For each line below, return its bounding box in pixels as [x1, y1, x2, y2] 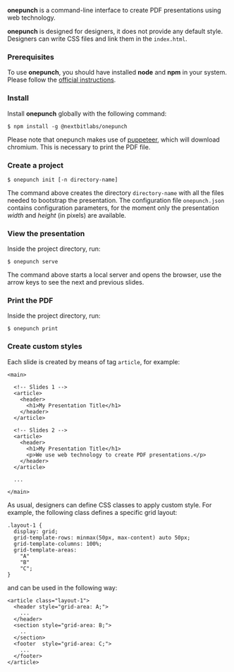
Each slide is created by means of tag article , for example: [7, 357, 180, 366]
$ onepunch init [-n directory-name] [7, 176, 118, 183]
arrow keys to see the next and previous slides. [7, 278, 144, 287]
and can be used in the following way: [7, 583, 118, 592]
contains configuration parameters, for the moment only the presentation [7, 204, 220, 212]
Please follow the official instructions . [7, 75, 116, 84]
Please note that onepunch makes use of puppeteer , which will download [7, 135, 220, 144]
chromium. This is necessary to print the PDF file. [7, 142, 151, 151]
